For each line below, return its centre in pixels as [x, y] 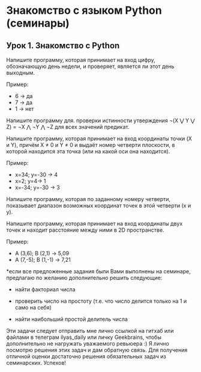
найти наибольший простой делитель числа [71, 319]
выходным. [20, 73]
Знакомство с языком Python [84, 11]
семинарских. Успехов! [36, 363]
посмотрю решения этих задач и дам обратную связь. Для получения [97, 350]
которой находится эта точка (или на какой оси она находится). [88, 151]
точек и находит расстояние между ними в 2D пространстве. [85, 230]
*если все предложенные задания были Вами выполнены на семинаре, [98, 271]
